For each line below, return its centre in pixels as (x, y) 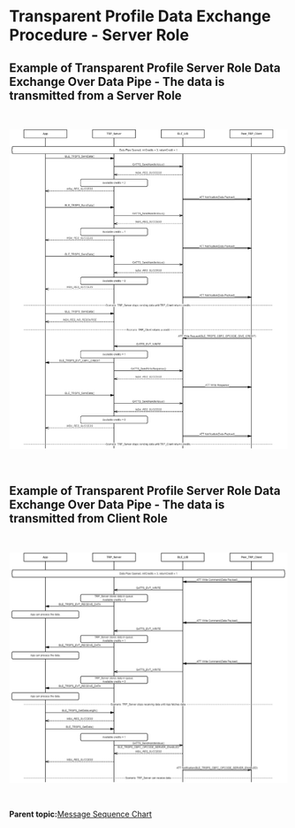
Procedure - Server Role (99, 35)
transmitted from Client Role (88, 518)
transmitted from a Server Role (96, 95)
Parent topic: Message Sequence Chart (81, 814)
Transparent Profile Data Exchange (140, 16)
